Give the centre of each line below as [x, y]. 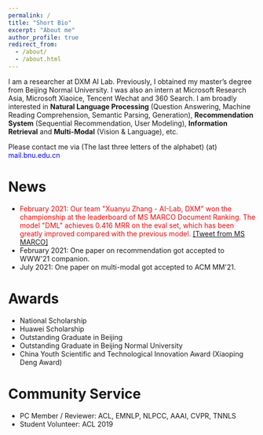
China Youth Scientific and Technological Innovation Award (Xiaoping [131, 353]
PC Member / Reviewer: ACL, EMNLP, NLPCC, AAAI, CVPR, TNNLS [128, 415]
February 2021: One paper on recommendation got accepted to [122, 250]
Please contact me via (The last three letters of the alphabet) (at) [113, 147]
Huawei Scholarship [52, 329]
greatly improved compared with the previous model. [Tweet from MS [132, 233]
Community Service [75, 394]
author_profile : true [44, 37]
